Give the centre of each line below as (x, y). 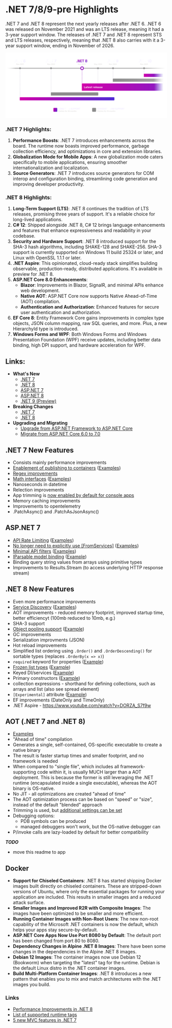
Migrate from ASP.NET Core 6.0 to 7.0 (60, 434)
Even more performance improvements (54, 601)
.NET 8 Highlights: (29, 197)
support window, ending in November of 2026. (65, 45)
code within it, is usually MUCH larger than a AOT (89, 772)
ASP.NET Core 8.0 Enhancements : (50, 280)
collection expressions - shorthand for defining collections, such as (84, 683)
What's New (26, 374)
